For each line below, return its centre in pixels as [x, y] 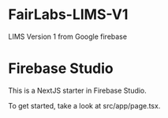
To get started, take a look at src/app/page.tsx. [84, 105]
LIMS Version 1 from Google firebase [68, 36]
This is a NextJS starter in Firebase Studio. [78, 90]
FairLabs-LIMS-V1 [68, 15]
